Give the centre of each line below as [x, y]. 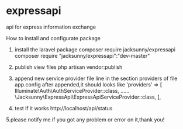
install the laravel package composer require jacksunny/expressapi [95, 49]
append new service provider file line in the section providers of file [96, 78]
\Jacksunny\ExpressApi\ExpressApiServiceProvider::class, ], [88, 97]
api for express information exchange [51, 27]
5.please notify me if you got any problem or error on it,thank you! [85, 119]
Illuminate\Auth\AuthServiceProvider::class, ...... [72, 90]
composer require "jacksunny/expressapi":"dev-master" [82, 55]
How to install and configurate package [53, 38]
